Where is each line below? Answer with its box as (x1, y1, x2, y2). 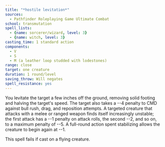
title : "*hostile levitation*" (5, 7, 70, 12)
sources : (5, 12, 23, 17)
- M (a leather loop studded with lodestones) (9, 58, 107, 63)
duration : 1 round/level (5, 72, 56, 77)
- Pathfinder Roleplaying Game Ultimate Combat (9, 16, 110, 21)
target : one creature (5, 68, 50, 73)
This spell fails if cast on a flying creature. (5, 136, 90, 142)
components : (5, 44, 30, 49)
